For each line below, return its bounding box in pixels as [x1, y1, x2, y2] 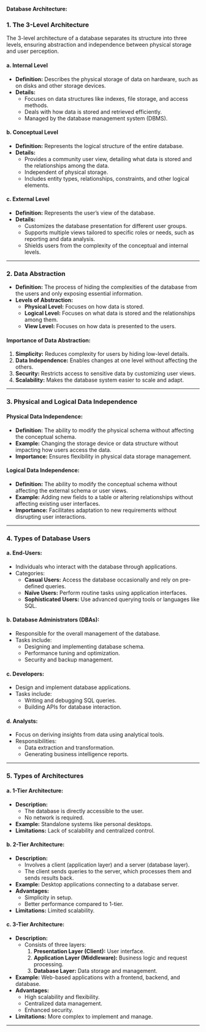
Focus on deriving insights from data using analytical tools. [15, 731, 164, 738]
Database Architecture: [6, 6, 67, 12]
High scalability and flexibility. [24, 993, 100, 1001]
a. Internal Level [6, 61, 48, 69]
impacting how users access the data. [15, 446, 112, 454]
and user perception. [6, 47, 59, 55]
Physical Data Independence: [6, 412, 83, 420]
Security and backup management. [24, 656, 113, 663]
